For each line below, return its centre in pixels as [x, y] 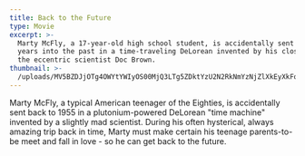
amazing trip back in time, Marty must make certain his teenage [128, 132]
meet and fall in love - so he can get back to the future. [124, 141]
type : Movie [32, 26]
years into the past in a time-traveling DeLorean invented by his [148, 52]
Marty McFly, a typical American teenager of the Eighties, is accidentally [145, 102]
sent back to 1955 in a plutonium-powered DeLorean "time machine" [138, 112]
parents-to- [271, 132]
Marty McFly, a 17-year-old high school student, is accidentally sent [156, 43]
